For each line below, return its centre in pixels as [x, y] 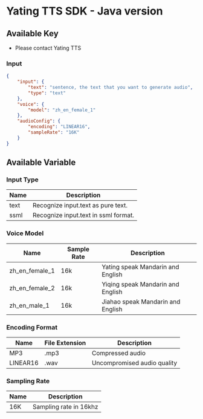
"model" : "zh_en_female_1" [62, 110]
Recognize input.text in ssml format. [83, 215]
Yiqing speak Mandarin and [140, 284]
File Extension [65, 343]
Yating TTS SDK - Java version [85, 11]
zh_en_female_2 [32, 288]
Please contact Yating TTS [48, 48]
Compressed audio [119, 353]
